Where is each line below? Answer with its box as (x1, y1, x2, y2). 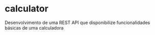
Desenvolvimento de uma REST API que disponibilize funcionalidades (5, 19, 150, 25)
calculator (5, 3, 49, 14)
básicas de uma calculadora (5, 24, 64, 30)
